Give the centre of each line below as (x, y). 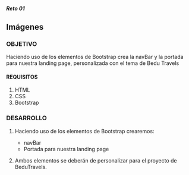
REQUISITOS (22, 77)
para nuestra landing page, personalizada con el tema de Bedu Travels (93, 63)
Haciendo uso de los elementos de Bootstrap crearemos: (84, 131)
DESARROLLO (27, 118)
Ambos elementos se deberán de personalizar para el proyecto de (96, 160)
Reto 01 (15, 8)
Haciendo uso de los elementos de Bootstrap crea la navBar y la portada (95, 57)
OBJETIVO (22, 43)
